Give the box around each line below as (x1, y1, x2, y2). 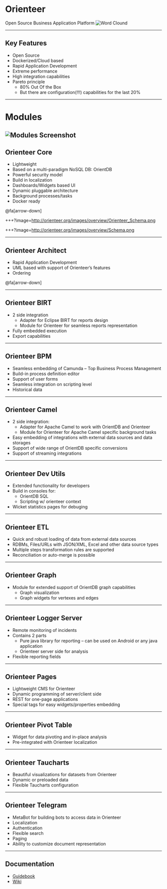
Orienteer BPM (5, 352, 52, 361)
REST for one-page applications (12, 696, 78, 702)
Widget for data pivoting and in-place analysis (12, 734, 107, 740)
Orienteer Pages (5, 673, 57, 681)
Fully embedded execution (12, 327, 67, 334)
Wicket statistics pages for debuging (12, 504, 88, 510)
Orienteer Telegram (5, 801, 67, 809)
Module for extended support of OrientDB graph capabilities (12, 584, 136, 590)
